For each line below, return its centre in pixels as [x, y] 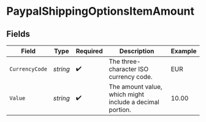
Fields [18, 34]
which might [126, 94]
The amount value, [135, 87]
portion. [120, 110]
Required [89, 51]
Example [184, 51]
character [123, 69]
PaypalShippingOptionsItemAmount [101, 11]
